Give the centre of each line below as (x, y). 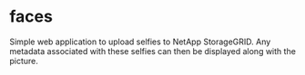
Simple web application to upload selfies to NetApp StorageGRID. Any (140, 42)
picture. (24, 61)
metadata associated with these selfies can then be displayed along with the (152, 51)
